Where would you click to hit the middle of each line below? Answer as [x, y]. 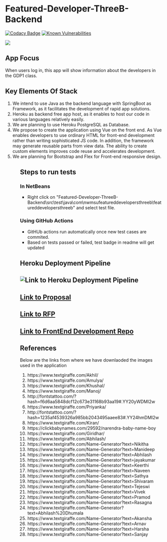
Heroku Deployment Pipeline [65, 263]
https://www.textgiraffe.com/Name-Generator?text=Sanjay [88, 535]
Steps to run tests [48, 172]
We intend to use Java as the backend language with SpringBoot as [82, 103]
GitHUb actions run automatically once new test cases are [87, 232]
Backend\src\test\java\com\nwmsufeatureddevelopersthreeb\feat [94, 202]
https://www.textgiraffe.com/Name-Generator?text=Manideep [91, 450]
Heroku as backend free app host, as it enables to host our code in [81, 114]
